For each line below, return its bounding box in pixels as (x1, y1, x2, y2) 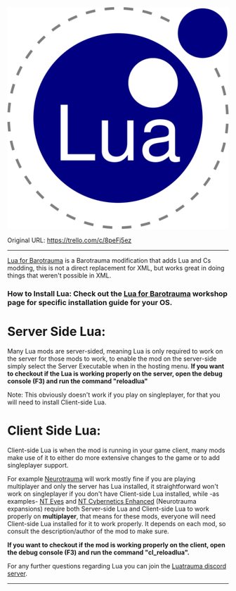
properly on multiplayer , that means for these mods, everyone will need (7, 511, 216, 521)
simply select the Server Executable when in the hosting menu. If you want (7, 361, 225, 370)
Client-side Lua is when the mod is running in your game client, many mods (7, 446, 225, 454)
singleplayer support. (7, 461, 69, 469)
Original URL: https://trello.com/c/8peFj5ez (7, 236, 132, 244)
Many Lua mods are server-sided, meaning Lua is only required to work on (7, 347, 223, 355)
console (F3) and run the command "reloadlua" (7, 377, 148, 385)
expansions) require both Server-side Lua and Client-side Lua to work (7, 504, 209, 513)
